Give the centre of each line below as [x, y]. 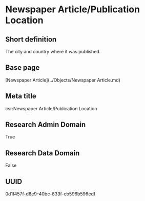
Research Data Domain [43, 153]
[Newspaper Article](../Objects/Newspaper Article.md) [63, 80]
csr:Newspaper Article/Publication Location [51, 108]
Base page [23, 68]
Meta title [21, 96]
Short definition [31, 39]
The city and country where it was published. [53, 52]
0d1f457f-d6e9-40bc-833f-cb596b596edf [50, 194]
